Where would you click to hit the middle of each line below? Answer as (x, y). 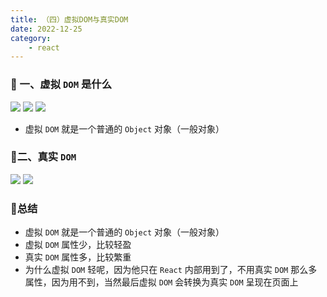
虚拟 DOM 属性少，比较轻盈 (78, 245)
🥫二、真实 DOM (43, 157)
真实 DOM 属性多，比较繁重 (78, 257)
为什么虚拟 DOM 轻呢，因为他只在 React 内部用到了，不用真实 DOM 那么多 (171, 270)
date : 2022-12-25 (46, 29)
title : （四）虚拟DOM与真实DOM (69, 19)
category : (31, 38)
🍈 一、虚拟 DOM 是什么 (61, 84)
